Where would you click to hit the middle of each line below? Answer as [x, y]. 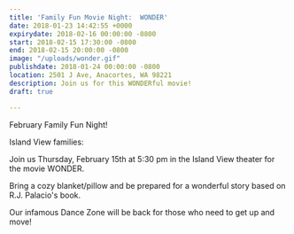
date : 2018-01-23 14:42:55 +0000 [71, 26]
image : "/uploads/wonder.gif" [65, 58]
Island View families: [46, 142]
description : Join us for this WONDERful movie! [101, 83]
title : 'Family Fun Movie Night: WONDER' [89, 17]
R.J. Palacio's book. [45, 195]
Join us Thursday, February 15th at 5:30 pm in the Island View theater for [142, 159]
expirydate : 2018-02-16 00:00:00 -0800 [83, 34]
